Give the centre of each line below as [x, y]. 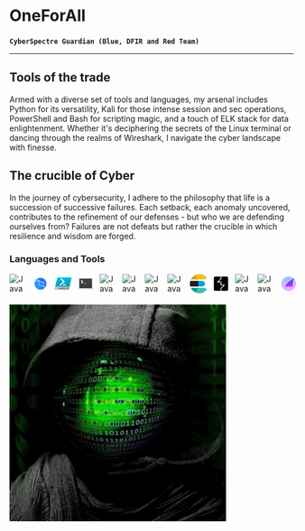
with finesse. [33, 147]
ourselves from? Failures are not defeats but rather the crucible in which [143, 226]
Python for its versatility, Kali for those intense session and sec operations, [148, 108]
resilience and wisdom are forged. [73, 236]
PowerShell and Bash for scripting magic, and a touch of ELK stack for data [149, 118]
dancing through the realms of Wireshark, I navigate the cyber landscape [145, 137]
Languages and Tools [57, 259]
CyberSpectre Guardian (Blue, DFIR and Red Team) [105, 42]
